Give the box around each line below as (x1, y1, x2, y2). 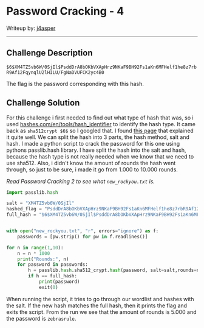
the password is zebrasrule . (6, 315, 76, 322)
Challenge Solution (6, 98, 80, 108)
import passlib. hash (6, 189, 59, 196)
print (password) (38, 279, 80, 285)
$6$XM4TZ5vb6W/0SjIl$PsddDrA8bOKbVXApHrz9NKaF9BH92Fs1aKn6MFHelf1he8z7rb (6, 64, 197, 70)
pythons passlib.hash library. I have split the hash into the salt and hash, (6, 146, 186, 154)
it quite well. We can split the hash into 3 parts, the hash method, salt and (6, 133, 190, 141)
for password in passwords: (17, 262, 88, 268)
